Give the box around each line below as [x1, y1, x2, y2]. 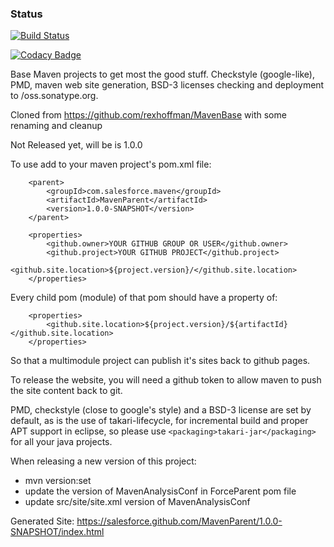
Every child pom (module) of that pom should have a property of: [10, 292, 278, 304]
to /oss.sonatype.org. [10, 90, 99, 102]
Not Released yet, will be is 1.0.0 [10, 139, 143, 151]
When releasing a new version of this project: [10, 455, 197, 467]
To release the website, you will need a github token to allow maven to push [10, 374, 322, 386]
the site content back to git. [10, 385, 123, 397]
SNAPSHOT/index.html [10, 526, 105, 538]
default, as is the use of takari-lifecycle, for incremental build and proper [10, 415, 309, 427]
